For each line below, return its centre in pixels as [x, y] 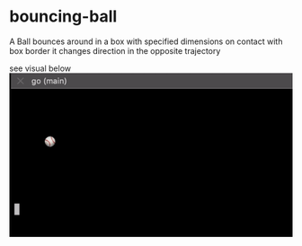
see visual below [40, 68]
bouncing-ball [63, 17]
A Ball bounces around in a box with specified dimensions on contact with [146, 41]
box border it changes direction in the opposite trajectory [115, 50]
